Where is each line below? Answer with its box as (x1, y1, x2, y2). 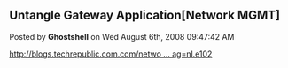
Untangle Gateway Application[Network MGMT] (9, 8, 281, 23)
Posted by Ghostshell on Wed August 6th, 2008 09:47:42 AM (9, 31, 235, 42)
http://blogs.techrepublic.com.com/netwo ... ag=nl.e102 (9, 49, 213, 59)
